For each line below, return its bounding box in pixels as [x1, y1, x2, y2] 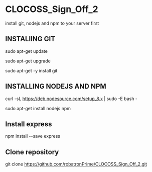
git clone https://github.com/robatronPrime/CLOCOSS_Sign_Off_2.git [5, 161, 147, 167]
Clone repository [5, 147, 59, 156]
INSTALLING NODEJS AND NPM [5, 82, 106, 91]
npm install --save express [5, 133, 60, 139]
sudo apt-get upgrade [5, 58, 51, 64]
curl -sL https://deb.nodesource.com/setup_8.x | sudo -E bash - [5, 96, 138, 102]
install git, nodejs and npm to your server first [5, 20, 99, 26]
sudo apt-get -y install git [5, 67, 58, 73]
